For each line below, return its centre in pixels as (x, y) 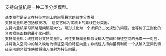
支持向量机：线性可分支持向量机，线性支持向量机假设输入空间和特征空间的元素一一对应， (83, 39)
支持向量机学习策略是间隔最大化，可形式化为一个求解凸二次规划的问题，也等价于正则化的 (83, 28)
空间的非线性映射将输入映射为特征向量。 (44, 49)
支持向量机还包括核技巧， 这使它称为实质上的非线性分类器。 (58, 23)
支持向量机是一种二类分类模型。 (38, 7)
